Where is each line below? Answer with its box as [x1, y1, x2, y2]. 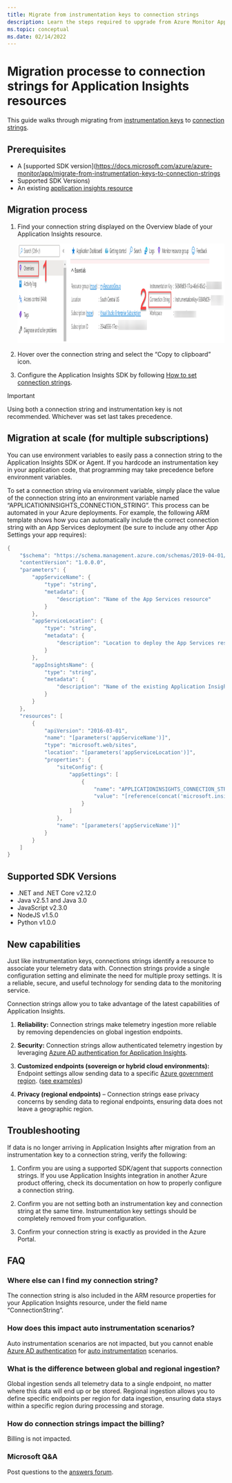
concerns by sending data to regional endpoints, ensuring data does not [17, 1097, 223, 1106]
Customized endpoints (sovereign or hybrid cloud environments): [17, 1061, 210, 1070]
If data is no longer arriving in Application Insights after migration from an [7, 1143, 215, 1151]
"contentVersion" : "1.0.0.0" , [19, 559, 107, 566]
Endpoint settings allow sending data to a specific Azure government [17, 1069, 214, 1077]
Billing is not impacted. [7, 1435, 72, 1443]
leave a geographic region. [17, 1104, 94, 1113]
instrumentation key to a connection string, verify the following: [7, 1150, 188, 1159]
